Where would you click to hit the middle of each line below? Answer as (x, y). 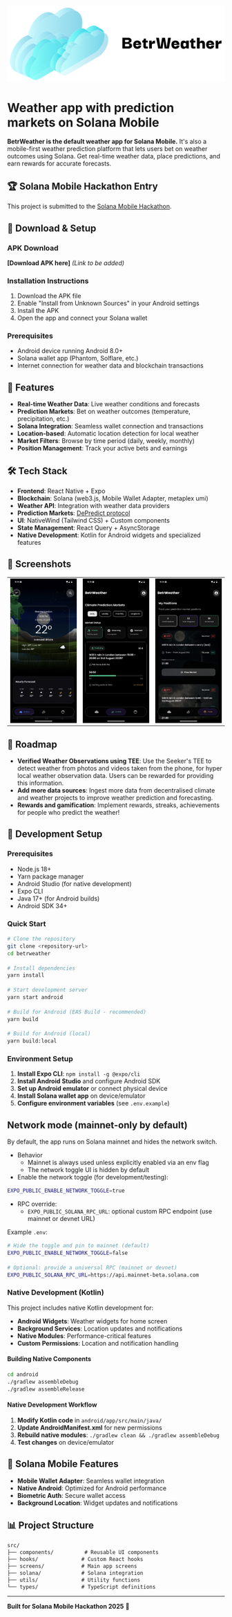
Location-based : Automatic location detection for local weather (108, 433)
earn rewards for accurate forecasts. (59, 163)
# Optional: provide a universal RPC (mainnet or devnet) (92, 1267)
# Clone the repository (41, 939)
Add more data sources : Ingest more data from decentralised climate (116, 791)
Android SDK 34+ (42, 905)
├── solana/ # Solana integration (75, 1573)
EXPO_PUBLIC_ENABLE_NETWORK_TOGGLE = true (66, 1191)
